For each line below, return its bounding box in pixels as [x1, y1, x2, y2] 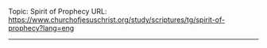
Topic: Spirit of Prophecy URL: [8, 7, 107, 16]
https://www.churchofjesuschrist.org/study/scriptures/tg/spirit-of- [8, 15, 225, 24]
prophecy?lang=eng [8, 24, 75, 32]
